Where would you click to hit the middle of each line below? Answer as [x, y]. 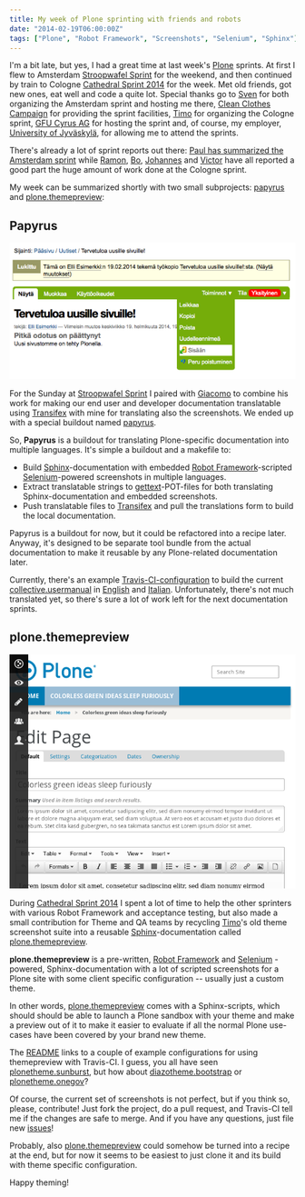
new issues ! [32, 1128]
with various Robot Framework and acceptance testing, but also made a [144, 913]
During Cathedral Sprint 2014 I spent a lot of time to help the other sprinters [151, 903]
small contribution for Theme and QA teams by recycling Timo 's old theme [148, 922]
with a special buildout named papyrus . [83, 422]
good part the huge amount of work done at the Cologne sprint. [128, 170]
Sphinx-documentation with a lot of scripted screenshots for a [163, 969]
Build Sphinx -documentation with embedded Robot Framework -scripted [157, 467]
